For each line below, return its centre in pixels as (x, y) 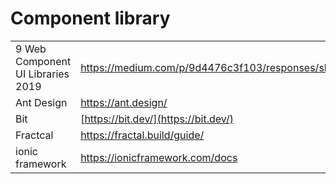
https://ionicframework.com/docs (159, 157)
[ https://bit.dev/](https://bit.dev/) (157, 119)
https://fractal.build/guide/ (142, 135)
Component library (90, 18)
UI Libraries (42, 74)
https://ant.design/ (124, 102)
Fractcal (34, 135)
